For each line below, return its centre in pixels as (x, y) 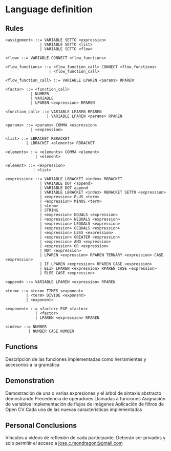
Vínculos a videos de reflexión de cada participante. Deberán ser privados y (85, 438)
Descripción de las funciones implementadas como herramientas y (76, 359)
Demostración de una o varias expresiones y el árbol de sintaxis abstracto (83, 393)
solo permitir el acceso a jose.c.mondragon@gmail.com (64, 443)
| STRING (49, 210)
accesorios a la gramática (33, 364)
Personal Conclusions (41, 426)
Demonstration (30, 381)
